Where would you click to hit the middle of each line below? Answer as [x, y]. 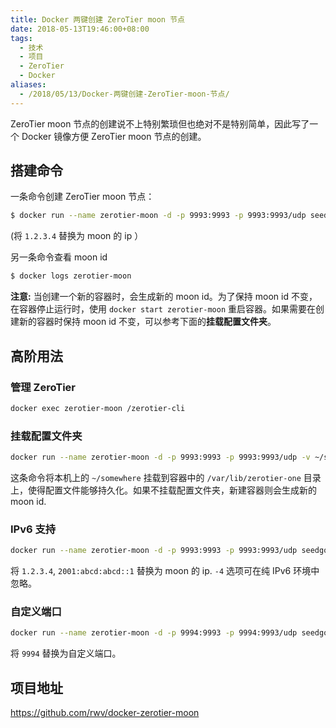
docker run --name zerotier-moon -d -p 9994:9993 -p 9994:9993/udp [154, 633]
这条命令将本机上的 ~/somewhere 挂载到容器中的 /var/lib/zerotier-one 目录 [166, 477]
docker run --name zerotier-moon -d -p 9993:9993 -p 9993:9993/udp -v [160, 457]
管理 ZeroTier [43, 387]
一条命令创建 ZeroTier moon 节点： [82, 197]
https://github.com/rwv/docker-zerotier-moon [105, 713]
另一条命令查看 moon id [59, 257]
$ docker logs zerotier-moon [71, 276]
